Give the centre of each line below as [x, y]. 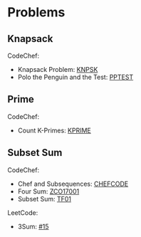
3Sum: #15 [33, 226]
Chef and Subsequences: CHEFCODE [73, 184]
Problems [36, 12]
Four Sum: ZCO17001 [48, 191]
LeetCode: [23, 212]
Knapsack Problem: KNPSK [58, 69]
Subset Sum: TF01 [45, 199]
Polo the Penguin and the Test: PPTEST [75, 77]
